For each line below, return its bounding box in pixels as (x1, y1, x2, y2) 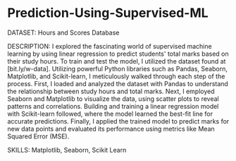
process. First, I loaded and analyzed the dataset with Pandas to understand (7, 79, 229, 88)
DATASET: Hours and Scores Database (7, 28, 120, 37)
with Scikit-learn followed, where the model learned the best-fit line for (7, 109, 213, 118)
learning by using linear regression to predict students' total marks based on (7, 49, 229, 58)
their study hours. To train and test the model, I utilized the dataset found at (7, 56, 226, 65)
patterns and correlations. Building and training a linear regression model (7, 102, 219, 110)
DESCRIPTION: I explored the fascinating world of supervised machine (7, 42, 213, 50)
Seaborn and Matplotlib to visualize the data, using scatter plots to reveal (7, 94, 220, 103)
